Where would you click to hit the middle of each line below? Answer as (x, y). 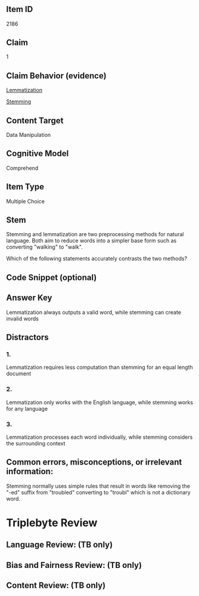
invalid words (23, 319)
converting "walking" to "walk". (45, 247)
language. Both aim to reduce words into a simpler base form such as (91, 241)
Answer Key (29, 298)
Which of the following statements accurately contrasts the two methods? (97, 259)
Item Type (25, 187)
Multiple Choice (26, 201)
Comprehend (22, 168)
